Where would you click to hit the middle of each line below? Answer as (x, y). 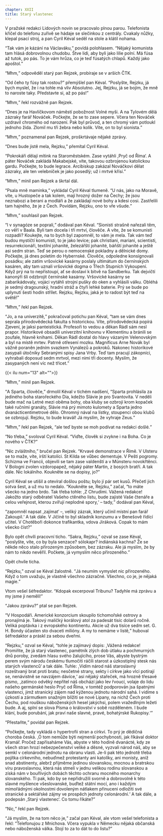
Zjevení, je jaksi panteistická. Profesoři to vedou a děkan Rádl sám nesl (76, 327)
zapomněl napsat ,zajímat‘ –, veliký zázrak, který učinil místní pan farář (78, 512)
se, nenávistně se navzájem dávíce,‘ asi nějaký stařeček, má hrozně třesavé (81, 676)
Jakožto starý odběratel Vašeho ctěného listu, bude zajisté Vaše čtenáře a (79, 497)
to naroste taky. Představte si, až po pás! (46, 93)
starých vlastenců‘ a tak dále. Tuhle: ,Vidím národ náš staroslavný (71, 666)
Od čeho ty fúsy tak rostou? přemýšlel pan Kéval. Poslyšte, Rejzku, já (78, 82)
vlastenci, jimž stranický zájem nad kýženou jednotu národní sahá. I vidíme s (82, 692)
